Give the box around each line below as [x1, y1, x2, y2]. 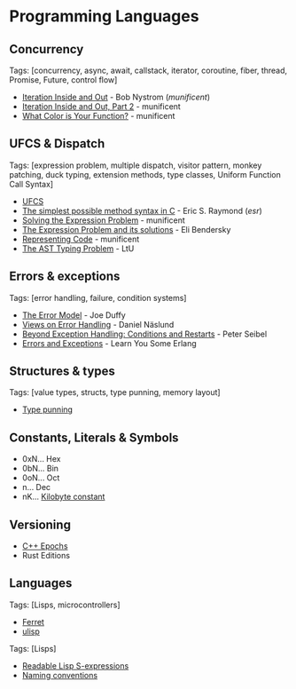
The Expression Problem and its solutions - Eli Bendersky [21, 224, 231, 234]
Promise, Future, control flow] [9, 75, 118, 85]
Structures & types [9, 364, 115, 379]
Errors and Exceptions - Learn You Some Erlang [21, 337, 197, 348]
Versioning [9, 517, 71, 532]
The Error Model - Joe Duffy [21, 309, 126, 321]
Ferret [21, 616, 44, 627]
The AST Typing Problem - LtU [21, 242, 135, 254]
